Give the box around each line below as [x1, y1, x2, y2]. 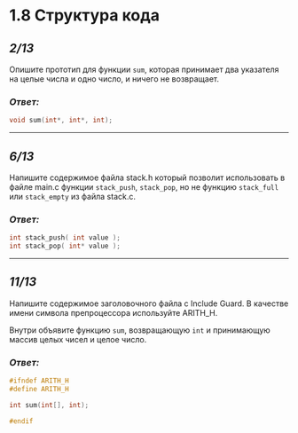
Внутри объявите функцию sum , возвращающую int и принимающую [9, 325, 271, 335]
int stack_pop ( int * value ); [9, 241, 122, 251]
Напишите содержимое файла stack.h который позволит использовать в [9, 172, 286, 183]
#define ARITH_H [9, 385, 69, 394]
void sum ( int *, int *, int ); [9, 116, 114, 125]
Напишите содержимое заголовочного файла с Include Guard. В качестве [9, 298, 289, 309]
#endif [9, 416, 34, 426]
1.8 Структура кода [9, 5, 161, 26]
